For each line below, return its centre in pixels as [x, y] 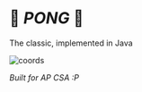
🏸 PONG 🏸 [47, 18]
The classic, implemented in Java [71, 43]
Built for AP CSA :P [44, 77]
